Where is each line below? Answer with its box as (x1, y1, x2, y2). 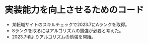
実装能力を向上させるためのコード (4, 4, 145, 16)
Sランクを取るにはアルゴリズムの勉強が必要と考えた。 (11, 27, 124, 33)
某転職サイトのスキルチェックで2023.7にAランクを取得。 (11, 22, 130, 27)
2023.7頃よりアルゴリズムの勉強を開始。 (11, 34, 96, 40)
